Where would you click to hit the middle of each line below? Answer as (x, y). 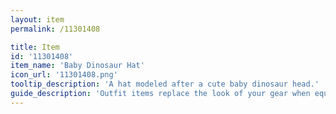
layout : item (37, 19)
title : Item (35, 47)
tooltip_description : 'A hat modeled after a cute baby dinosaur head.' (165, 84)
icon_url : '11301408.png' (64, 75)
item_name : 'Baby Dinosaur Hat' (77, 66)
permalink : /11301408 (55, 29)
